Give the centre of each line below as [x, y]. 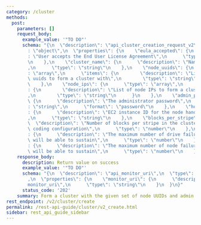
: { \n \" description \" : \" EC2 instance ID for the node [106, 112]
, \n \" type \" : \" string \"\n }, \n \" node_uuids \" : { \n [111, 67]
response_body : [36, 157]
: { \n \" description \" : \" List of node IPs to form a [106, 90]
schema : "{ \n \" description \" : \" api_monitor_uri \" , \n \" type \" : [108, 174]
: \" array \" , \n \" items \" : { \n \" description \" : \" [109, 73]
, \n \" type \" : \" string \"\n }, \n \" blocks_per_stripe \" [113, 118]
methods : [17, 17]
